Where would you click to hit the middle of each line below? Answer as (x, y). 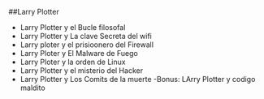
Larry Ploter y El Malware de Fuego (79, 53)
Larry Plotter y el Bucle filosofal (73, 27)
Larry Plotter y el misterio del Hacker (82, 71)
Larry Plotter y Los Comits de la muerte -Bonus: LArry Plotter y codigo (138, 79)
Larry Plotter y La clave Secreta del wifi (86, 36)
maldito (33, 88)
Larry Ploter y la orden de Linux (73, 62)
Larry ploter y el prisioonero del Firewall (87, 45)
